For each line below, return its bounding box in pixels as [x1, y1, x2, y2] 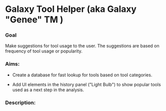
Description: [5, 99, 36, 106]
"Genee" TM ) [5, 14, 63, 25]
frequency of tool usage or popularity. [5, 48, 83, 54]
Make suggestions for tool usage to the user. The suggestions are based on [5, 43, 160, 49]
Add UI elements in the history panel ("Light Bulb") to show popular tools [12, 81, 161, 87]
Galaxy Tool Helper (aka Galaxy [5, 3, 137, 15]
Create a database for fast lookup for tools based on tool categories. [12, 72, 153, 78]
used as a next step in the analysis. [12, 87, 84, 93]
